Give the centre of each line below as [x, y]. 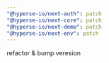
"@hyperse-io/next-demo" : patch [54, 27]
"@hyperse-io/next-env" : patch [53, 33]
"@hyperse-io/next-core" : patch [54, 20]
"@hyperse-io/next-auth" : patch [54, 14]
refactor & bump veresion [44, 53]
